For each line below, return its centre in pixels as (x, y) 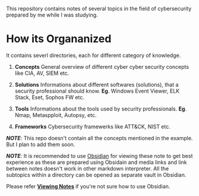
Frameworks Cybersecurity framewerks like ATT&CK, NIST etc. (93, 127)
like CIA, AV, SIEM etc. (42, 73)
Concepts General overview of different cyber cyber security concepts (102, 67)
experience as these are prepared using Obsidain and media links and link (97, 162)
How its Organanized (59, 39)
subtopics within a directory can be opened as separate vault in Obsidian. (96, 175)
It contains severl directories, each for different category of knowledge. (94, 55)
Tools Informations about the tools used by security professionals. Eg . (101, 109)
